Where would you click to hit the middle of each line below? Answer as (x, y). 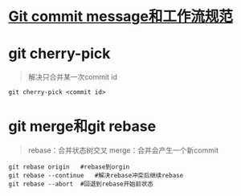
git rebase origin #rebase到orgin (69, 167)
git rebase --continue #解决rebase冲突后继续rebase (96, 176)
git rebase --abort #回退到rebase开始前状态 (81, 184)
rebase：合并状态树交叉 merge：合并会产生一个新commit (123, 150)
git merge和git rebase (82, 127)
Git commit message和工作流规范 (120, 16)
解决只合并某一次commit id (73, 77)
